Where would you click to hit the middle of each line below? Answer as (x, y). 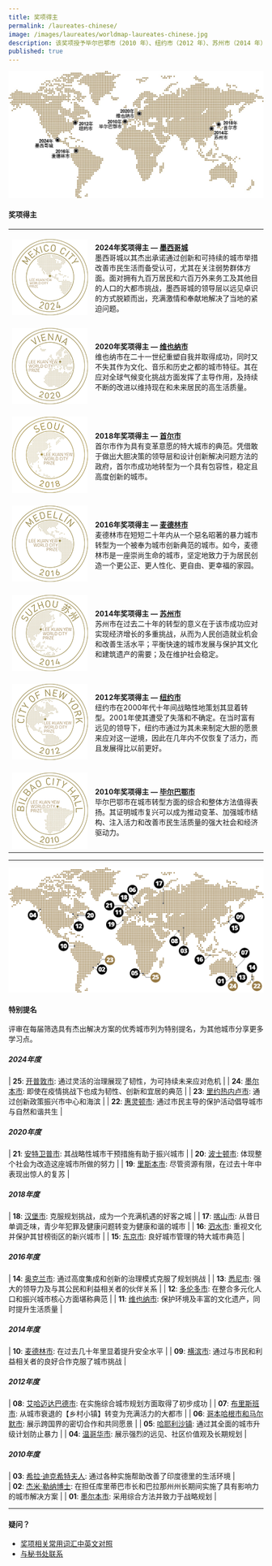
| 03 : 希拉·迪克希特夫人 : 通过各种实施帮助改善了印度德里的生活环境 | (122, 1476)
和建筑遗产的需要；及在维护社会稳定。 (159, 655)
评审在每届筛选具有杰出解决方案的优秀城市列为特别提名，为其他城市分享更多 (136, 1029)
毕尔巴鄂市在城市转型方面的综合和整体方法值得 (173, 802)
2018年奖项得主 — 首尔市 (138, 435)
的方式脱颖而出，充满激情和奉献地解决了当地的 (173, 298)
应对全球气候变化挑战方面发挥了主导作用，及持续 (176, 377)
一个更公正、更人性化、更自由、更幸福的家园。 (180, 565)
